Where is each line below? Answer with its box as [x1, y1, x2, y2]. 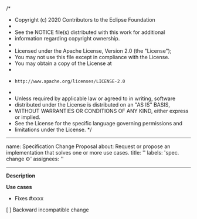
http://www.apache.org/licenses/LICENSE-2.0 [14, 78, 125, 84]
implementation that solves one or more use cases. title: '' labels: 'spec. [6, 149, 179, 156]
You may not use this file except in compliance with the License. [14, 54, 170, 60]
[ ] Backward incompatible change [6, 206, 89, 213]
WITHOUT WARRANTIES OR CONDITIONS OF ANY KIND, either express [14, 108, 189, 114]
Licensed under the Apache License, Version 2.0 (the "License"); [14, 47, 172, 54]
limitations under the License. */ [14, 126, 92, 133]
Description [6, 172, 36, 179]
